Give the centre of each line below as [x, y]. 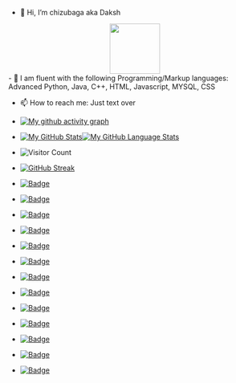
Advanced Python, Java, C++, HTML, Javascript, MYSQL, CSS [112, 87]
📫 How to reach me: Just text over [78, 103]
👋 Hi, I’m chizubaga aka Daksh [70, 12]
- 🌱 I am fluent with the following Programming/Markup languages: [118, 78]
